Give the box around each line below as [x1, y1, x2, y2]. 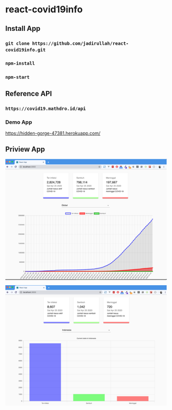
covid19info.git [5, 47, 46, 52]
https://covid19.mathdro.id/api [5, 105, 86, 111]
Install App [5, 24, 41, 33]
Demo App [5, 118, 32, 125]
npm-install [5, 61, 35, 66]
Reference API [5, 89, 52, 98]
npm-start [5, 74, 30, 80]
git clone [5, 40, 30, 46]
